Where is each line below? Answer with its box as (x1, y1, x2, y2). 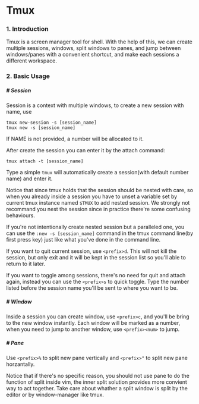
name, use (6, 108, 32, 115)
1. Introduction (6, 25, 49, 33)
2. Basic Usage (6, 72, 50, 80)
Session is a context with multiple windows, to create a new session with (6, 102, 184, 109)
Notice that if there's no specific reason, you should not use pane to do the (6, 372, 190, 380)
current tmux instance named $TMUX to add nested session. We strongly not (6, 199, 190, 206)
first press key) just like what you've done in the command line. (6, 236, 161, 243)
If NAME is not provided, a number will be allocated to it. (6, 135, 144, 143)
